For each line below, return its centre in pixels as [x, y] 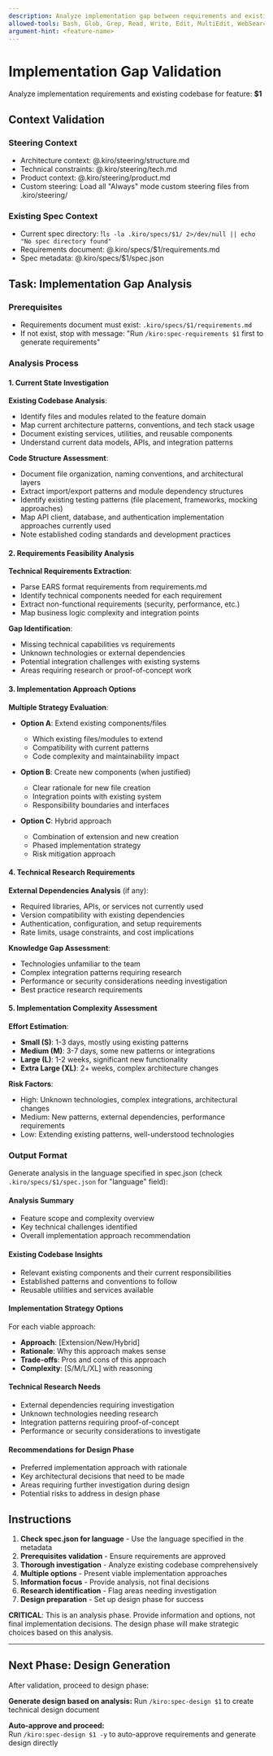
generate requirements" [60, 342]
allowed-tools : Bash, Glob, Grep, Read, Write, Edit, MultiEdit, [121, 24]
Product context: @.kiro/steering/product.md [95, 177]
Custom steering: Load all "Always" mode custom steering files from [134, 186]
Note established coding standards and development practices [126, 535]
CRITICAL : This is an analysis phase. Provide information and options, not [132, 1615]
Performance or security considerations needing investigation [123, 981]
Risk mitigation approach [74, 854]
